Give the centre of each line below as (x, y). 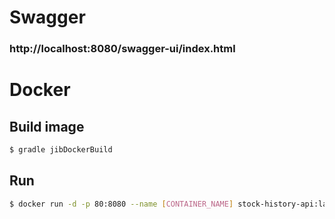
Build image (47, 126)
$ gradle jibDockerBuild (61, 150)
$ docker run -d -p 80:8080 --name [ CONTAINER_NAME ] (121, 204)
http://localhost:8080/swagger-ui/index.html (122, 49)
